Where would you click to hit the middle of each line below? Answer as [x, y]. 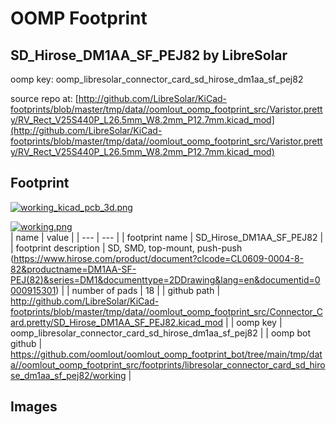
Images [34, 407]
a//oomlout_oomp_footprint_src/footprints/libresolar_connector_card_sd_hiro [168, 364]
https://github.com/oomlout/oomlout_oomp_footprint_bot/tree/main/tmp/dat [166, 354]
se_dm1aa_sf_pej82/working [68, 375]
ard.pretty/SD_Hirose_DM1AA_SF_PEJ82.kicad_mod [117, 322]
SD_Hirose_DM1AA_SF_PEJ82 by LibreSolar [149, 55]
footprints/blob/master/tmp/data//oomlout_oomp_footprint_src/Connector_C [166, 311]
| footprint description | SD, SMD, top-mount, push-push [126, 248]
